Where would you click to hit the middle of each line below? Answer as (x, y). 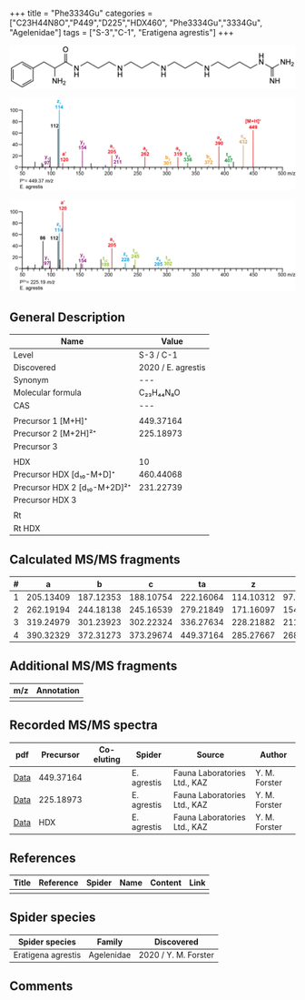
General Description (67, 317)
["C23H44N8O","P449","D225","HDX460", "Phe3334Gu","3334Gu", (136, 23)
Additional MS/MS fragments (93, 667)
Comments (41, 986)
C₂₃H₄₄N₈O (160, 393)
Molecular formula (47, 393)
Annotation (58, 691)
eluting (107, 760)
